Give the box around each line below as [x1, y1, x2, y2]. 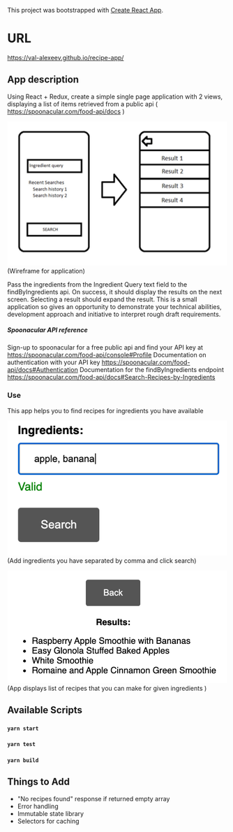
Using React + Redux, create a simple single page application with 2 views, [7, 92, 223, 101]
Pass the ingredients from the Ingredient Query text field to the [7, 280, 188, 289]
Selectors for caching [17, 817, 80, 825]
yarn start [7, 725, 39, 732]
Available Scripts [7, 704, 82, 716]
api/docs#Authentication [7, 366, 78, 374]
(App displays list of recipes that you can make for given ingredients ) [7, 684, 207, 692]
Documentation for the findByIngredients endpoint [79, 366, 225, 374]
